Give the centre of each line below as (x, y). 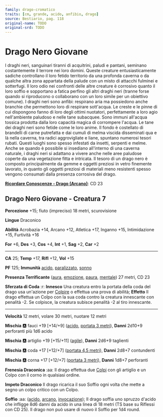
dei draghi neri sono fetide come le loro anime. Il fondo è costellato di (74, 128)
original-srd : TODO (25, 28)
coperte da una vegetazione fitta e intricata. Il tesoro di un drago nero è (76, 159)
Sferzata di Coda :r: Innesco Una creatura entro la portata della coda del (78, 286)
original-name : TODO (26, 23)
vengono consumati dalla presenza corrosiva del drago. (61, 174)
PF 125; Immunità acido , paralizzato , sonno (49, 268)
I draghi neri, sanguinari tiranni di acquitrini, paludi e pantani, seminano (76, 65)
